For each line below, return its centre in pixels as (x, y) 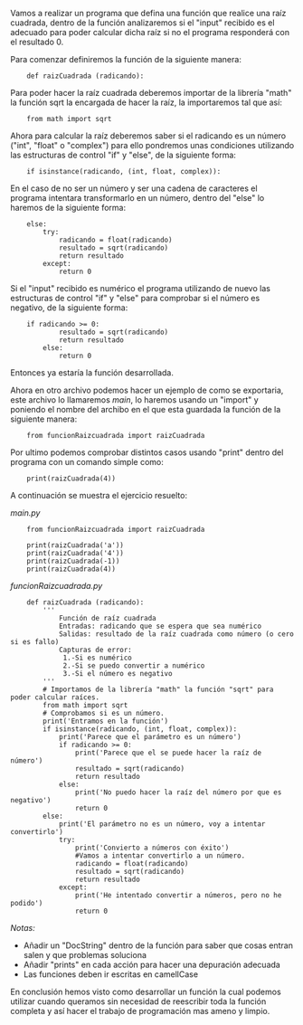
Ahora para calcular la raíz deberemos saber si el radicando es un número (148, 136)
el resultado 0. (37, 42)
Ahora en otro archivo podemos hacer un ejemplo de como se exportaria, (147, 390)
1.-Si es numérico (97, 658)
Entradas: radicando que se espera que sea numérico (160, 626)
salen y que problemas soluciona (85, 955)
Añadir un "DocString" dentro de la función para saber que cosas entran (158, 945)
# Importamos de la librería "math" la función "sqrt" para (158, 689)
